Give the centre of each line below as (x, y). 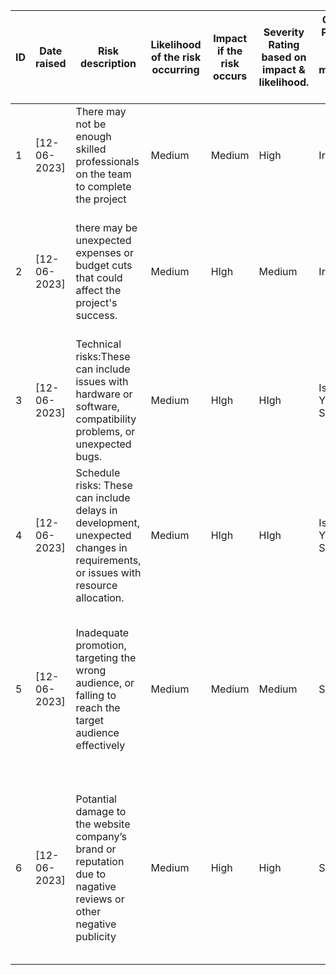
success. (96, 315)
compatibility (106, 419)
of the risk (176, 57)
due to (91, 874)
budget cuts (104, 265)
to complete (103, 186)
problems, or (105, 431)
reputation (100, 861)
